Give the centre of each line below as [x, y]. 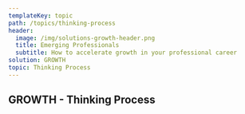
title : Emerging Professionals [67, 45]
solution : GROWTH [37, 61]
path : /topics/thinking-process [62, 23]
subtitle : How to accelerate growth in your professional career [126, 53]
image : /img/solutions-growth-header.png [85, 38]
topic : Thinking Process [49, 68]
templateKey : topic [41, 16]
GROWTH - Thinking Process [82, 100]
